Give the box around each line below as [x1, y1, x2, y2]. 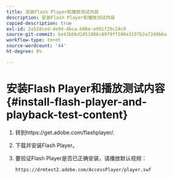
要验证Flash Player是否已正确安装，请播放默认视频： [15, 154, 147, 161]
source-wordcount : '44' [6, 43, 67, 49]
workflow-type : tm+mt [6, 37, 61, 43]
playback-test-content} [6, 107, 129, 121]
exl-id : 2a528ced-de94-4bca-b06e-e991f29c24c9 [6, 25, 126, 32]
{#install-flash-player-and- [6, 95, 148, 109]
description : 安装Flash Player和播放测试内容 [6, 15, 115, 21]
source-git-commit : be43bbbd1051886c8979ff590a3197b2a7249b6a [6, 32, 167, 38]
